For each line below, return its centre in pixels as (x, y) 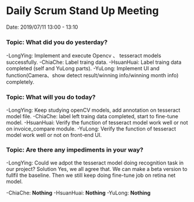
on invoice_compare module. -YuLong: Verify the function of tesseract (91, 129)
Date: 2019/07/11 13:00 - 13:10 (42, 27)
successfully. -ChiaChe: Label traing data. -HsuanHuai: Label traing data (94, 62)
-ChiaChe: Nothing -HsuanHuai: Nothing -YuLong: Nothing (78, 193)
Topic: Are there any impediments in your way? (75, 150)
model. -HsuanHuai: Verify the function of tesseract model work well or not (97, 122)
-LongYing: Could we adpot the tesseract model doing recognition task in (95, 163)
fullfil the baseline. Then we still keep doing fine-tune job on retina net (91, 175)
